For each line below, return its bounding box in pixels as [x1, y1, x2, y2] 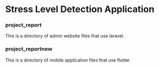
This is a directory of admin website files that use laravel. [5, 33, 124, 39]
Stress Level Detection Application [5, 4, 155, 15]
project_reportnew [5, 45, 52, 52]
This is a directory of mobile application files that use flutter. [5, 57, 131, 63]
